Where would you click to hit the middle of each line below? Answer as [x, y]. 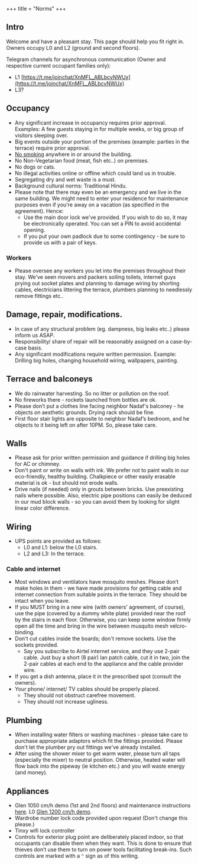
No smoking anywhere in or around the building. [73, 154]
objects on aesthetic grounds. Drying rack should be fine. [85, 412]
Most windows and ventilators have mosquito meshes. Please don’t [97, 582]
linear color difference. [42, 508]
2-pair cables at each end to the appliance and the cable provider [103, 664]
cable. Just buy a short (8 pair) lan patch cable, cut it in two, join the [107, 657]
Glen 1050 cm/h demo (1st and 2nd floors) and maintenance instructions [103, 806]
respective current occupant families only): [59, 65]
